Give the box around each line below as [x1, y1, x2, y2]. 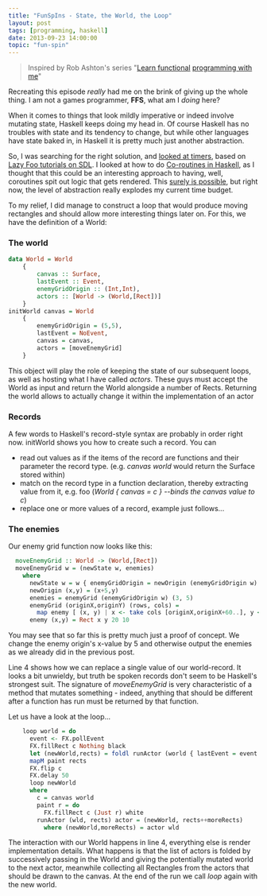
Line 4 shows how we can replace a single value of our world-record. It [8, 663, 242, 673]
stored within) [19, 470, 66, 479]
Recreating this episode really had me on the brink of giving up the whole [8, 87, 249, 96]
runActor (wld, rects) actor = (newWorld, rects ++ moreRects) [37, 816, 244, 824]
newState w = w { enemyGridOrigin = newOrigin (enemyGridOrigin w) [29, 579, 258, 587]
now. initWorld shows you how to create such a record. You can [8, 437, 217, 447]
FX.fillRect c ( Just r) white [43, 809, 145, 816]
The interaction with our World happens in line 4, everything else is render [8, 838, 251, 848]
